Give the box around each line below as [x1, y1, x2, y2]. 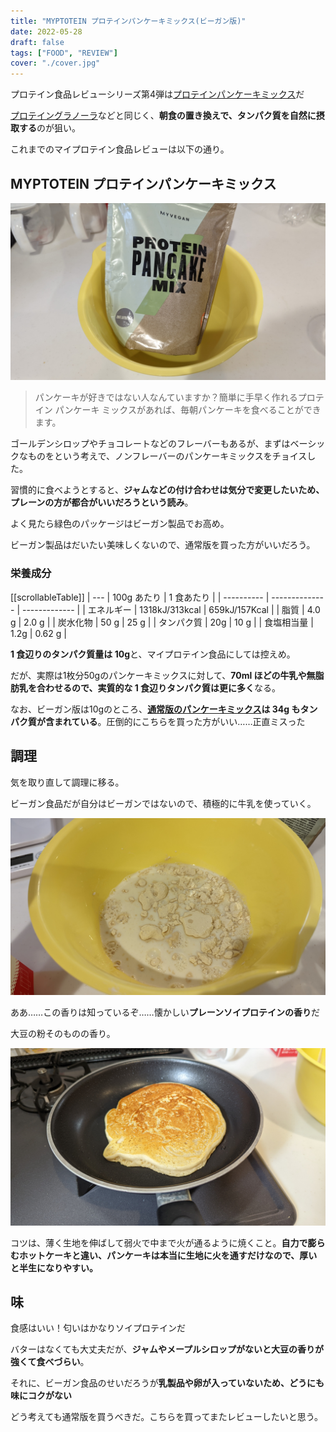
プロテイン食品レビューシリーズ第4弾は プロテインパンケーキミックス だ [10, 88, 305, 100]
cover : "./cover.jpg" [10, 58, 101, 69]
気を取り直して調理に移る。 [10, 776, 125, 788]
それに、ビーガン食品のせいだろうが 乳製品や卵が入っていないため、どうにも [10, 1377, 325, 1389]
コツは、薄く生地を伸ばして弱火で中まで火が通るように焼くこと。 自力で [10, 1236, 308, 1249]
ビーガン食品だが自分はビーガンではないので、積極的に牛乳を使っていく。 [10, 797, 317, 809]
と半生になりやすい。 [10, 1261, 98, 1274]
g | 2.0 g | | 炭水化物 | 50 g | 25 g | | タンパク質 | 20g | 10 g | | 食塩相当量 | [10, 616, 314, 628]
